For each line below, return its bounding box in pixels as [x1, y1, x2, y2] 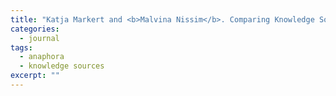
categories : [10, 24, 60, 34]
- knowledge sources [19, 61, 105, 71]
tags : [10, 42, 33, 53]
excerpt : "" [10, 71, 60, 81]
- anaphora [19, 52, 65, 62]
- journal [19, 33, 60, 43]
